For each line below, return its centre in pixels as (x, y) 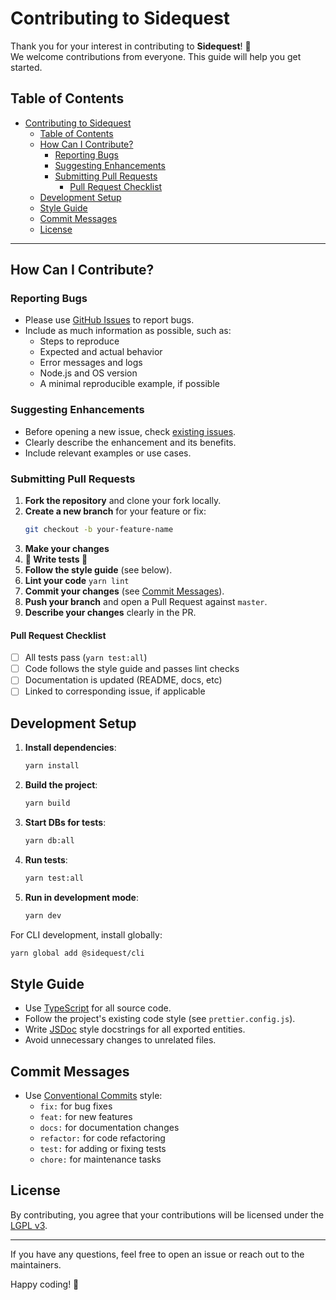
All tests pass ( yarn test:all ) (86, 658)
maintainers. (36, 1264)
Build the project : (61, 785)
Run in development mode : (82, 897)
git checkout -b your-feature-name (99, 530)
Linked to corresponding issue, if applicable (115, 691)
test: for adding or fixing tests (103, 1149)
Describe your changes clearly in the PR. (110, 612)
